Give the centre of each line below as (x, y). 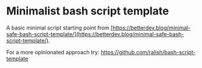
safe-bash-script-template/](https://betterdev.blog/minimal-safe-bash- (95, 34)
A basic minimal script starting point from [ (60, 28)
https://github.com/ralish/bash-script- (148, 52)
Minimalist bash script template (88, 11)
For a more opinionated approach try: (53, 52)
